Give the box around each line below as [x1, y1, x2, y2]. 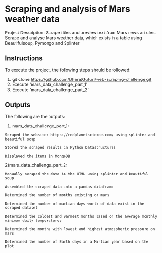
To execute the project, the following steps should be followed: [5, 67, 131, 73]
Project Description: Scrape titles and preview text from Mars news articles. [5, 30, 156, 35]
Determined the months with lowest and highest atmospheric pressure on [5, 226, 155, 231]
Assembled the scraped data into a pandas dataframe [5, 184, 114, 189]
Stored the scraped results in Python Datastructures [5, 145, 116, 150]
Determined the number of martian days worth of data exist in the [5, 201, 145, 206]
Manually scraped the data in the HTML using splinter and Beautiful [5, 171, 149, 176]
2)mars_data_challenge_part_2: [5, 162, 67, 168]
